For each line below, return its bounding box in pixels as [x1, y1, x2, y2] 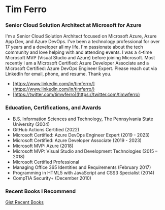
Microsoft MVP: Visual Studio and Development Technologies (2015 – [12, 148, 158, 154]
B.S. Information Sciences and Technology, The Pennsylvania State [12, 116, 153, 122]
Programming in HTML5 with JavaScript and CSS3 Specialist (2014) [12, 169, 155, 176]
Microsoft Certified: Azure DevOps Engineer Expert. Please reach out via [5, 65, 157, 72]
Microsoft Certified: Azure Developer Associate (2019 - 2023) [12, 137, 142, 143]
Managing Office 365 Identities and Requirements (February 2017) [12, 164, 151, 170]
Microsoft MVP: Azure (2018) [12, 143, 74, 149]
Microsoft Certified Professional [12, 159, 80, 165]
